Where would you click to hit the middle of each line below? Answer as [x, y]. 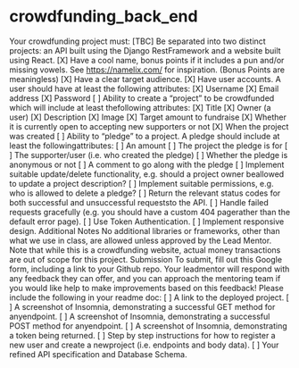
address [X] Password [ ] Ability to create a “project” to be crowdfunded [142, 98]
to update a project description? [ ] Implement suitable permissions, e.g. [141, 183]
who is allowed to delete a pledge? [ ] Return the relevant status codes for [145, 193]
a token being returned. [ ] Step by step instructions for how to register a [142, 335]
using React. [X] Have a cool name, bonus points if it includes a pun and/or [147, 60]
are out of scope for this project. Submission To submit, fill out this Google [146, 259]
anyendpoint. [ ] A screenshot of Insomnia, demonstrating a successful [140, 316]
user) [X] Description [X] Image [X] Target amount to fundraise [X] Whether [148, 117]
